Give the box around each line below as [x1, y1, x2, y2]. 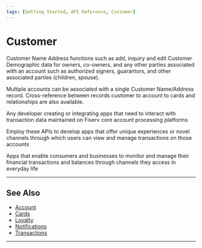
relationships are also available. [6, 98, 84, 105]
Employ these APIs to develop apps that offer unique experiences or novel [6, 127, 190, 135]
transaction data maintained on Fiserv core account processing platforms [6, 116, 188, 123]
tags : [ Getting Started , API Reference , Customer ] [6, 8, 136, 15]
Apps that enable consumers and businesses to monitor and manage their [6, 152, 189, 159]
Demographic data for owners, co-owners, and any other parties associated [6, 61, 195, 68]
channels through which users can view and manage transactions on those [6, 134, 192, 141]
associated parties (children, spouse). [6, 73, 100, 81]
